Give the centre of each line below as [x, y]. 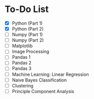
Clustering [22, 85]
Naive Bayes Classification [39, 80]
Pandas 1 [21, 57]
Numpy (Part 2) [28, 40]
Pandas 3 [22, 68]
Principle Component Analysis [43, 91]
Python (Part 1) [27, 23]
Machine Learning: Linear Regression [50, 74]
